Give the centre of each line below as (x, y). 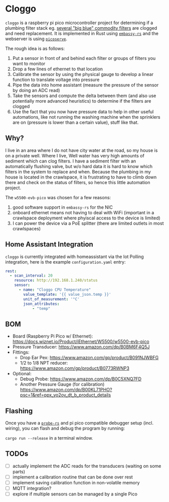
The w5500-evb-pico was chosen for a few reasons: (58, 197)
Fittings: (21, 352)
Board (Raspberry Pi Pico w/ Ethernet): (53, 336)
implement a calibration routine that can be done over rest (73, 477)
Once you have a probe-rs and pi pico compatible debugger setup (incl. (79, 423)
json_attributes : (41, 304)
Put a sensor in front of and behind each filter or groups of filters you (84, 58)
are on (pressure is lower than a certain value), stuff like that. (75, 122)
